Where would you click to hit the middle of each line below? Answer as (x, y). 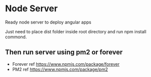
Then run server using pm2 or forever (64, 52)
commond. (16, 37)
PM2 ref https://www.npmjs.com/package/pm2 (60, 69)
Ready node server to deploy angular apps (48, 22)
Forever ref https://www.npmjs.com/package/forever (66, 64)
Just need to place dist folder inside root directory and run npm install (76, 31)
